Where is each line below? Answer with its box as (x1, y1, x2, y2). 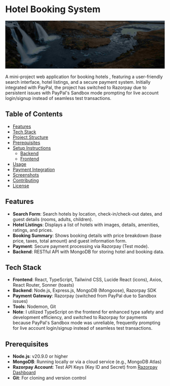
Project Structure (12, 134, 49, 140)
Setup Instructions (12, 145, 51, 151)
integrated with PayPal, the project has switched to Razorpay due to (5, 85, 147, 91)
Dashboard (12, 369, 36, 376)
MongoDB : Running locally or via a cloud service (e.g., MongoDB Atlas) (12, 359, 162, 365)
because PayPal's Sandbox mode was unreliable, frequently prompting (12, 320, 161, 326)
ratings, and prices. (12, 227, 53, 233)
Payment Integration (12, 166, 55, 172)
